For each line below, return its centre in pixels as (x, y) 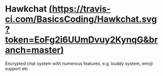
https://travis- (81, 9)
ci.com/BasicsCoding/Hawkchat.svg (81, 19)
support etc (17, 68)
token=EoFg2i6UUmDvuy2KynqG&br (81, 40)
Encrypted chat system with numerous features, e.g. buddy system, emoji (79, 63)
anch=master (33, 50)
